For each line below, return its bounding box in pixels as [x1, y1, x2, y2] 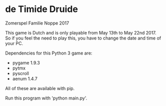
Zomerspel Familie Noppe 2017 [5, 20, 69, 26]
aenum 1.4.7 [12, 75, 37, 81]
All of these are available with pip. [5, 85, 75, 91]
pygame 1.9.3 [12, 59, 40, 65]
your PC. [5, 40, 23, 46]
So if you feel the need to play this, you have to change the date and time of [5, 35, 161, 41]
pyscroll [12, 70, 29, 76]
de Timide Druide [5, 3, 78, 15]
